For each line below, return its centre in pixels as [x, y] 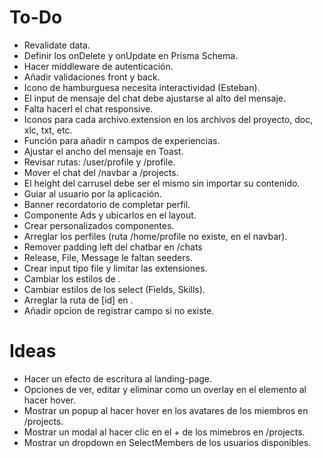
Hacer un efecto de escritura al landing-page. [118, 378]
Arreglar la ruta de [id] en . [78, 300]
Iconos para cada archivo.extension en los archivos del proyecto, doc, [168, 119]
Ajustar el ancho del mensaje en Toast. [103, 151]
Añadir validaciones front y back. [92, 77]
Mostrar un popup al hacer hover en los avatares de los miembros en [166, 410]
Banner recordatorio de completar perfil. [107, 204]
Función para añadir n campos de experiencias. [122, 140]
